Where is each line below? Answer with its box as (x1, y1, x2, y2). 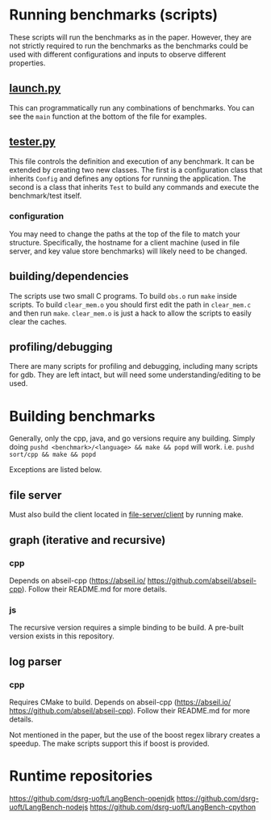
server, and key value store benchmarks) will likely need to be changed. (9, 246, 248, 256)
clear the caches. (9, 316, 67, 326)
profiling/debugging (9, 341, 113, 354)
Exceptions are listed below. (9, 465, 102, 475)
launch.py (9, 82, 61, 95)
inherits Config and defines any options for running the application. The (9, 174, 247, 183)
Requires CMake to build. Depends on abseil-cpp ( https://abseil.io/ (9, 697, 231, 707)
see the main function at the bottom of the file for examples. (9, 111, 207, 121)
